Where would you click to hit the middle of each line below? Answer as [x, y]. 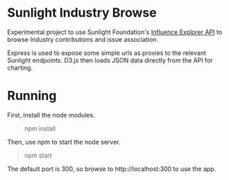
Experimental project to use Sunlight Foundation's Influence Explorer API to [115, 32]
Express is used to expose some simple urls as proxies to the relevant [107, 53]
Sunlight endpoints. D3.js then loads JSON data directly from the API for [110, 60]
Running [32, 96]
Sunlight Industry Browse [82, 13]
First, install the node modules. [51, 115]
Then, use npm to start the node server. [64, 142]
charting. [20, 67]
